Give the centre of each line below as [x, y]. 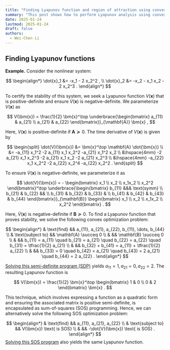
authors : [14, 33]
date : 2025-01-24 [24, 19]
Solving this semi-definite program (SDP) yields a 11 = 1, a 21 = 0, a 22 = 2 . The [85, 266]
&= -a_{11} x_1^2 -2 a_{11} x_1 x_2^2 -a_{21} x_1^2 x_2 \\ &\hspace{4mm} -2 [85, 152]
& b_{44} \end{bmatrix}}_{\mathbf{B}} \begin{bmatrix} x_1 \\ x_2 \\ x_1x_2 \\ [85, 199]
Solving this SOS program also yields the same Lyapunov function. [75, 342]
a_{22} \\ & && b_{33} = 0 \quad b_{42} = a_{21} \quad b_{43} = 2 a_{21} [85, 251]
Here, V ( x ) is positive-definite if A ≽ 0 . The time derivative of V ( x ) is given [83, 132]
